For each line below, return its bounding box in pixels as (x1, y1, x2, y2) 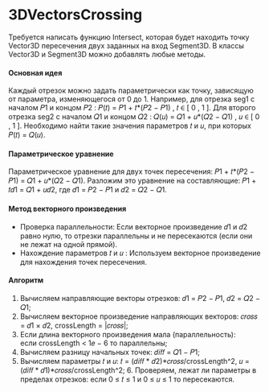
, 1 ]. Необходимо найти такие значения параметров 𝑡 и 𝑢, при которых (8, 121, 251, 130)
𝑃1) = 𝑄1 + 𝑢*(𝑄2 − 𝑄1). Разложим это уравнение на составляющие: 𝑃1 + (8, 175, 257, 186)
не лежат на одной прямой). (19, 239, 118, 249)
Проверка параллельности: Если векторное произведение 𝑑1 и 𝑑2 (19, 221, 248, 231)
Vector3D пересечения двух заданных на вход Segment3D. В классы (8, 40, 245, 50)
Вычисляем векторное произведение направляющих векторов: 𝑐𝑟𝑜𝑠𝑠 (19, 312, 259, 321)
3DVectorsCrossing (8, 6, 143, 24)
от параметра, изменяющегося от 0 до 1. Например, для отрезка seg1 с (8, 94, 255, 104)
